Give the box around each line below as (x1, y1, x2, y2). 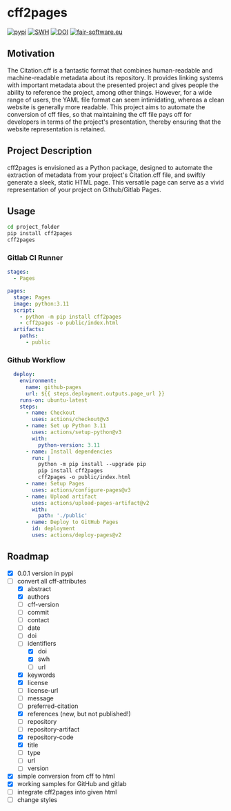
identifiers (27, 640, 57, 648)
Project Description (7, 145, 92, 157)
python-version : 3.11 (37, 441, 100, 449)
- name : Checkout (25, 409, 76, 416)
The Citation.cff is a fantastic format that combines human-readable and (7, 66, 213, 74)
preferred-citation (27, 702, 79, 710)
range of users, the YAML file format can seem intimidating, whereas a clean (7, 95, 225, 104)
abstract (27, 584, 52, 593)
